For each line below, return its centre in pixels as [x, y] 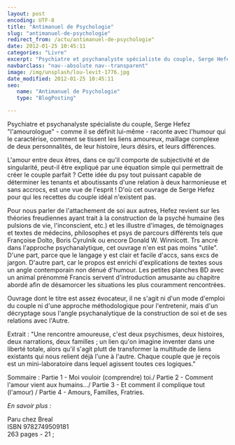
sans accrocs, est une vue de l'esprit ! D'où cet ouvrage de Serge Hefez [111, 190]
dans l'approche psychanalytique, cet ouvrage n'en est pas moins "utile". [113, 248]
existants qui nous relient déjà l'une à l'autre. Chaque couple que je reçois [114, 356]
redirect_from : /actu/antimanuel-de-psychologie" [81, 40]
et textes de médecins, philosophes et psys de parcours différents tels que [115, 233]
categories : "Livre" [37, 53]
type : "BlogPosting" [47, 99]
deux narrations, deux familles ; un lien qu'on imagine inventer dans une [111, 342]
